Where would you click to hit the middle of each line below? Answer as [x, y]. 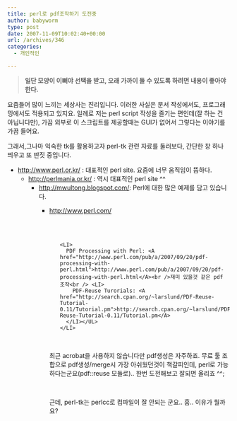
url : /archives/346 [36, 40]
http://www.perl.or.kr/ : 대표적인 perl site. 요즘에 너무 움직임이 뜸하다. [115, 170]
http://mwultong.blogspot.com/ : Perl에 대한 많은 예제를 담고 [123, 188]
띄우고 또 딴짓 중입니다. [39, 155]
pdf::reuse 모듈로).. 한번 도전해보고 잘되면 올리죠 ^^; [152, 373]
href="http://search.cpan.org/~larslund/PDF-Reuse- [137, 297]
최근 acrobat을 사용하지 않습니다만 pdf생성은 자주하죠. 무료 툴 [135, 355]
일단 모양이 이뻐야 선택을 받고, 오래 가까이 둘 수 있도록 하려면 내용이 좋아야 [125, 80]
